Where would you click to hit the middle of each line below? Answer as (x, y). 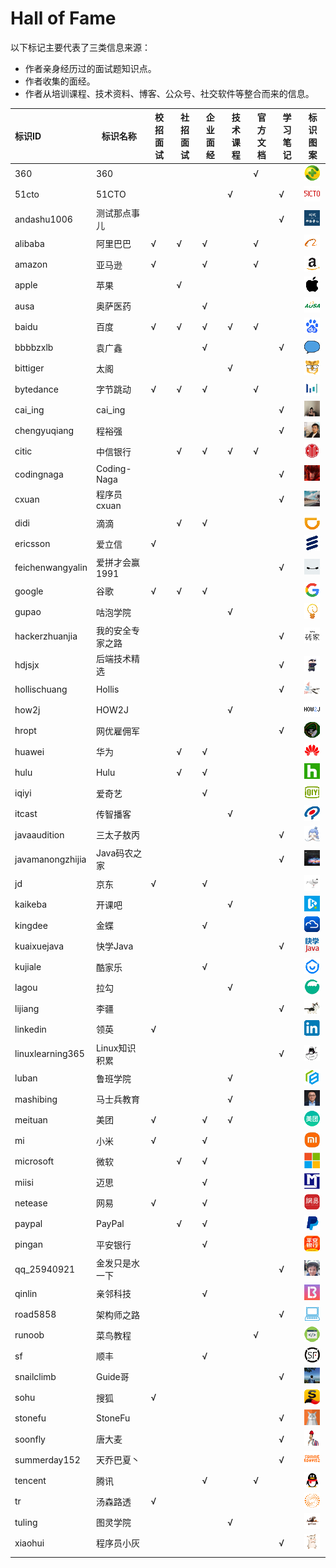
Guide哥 (112, 1377)
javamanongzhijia (50, 859)
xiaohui (29, 1543)
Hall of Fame (63, 18)
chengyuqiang (44, 431)
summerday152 (47, 1459)
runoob (29, 1335)
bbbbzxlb (34, 348)
